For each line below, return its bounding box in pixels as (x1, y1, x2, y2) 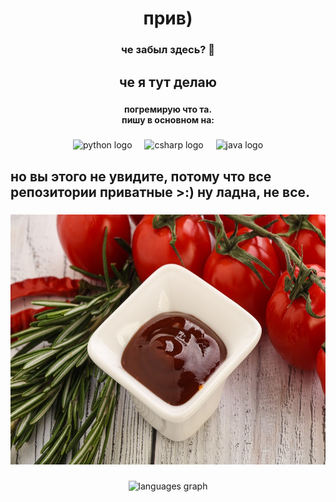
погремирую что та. (123, 103, 213, 116)
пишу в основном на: (121, 114, 215, 126)
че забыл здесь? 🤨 (120, 43, 216, 57)
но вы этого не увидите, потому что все (10, 168, 272, 185)
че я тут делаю (119, 73, 217, 91)
